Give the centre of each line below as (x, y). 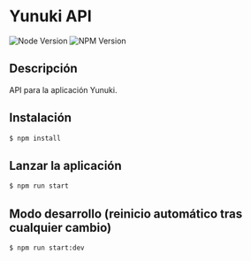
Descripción (43, 69)
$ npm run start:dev (47, 248)
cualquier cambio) (61, 227)
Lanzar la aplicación (65, 165)
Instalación (41, 118)
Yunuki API (51, 16)
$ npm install (35, 138)
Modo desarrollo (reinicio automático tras (126, 214)
